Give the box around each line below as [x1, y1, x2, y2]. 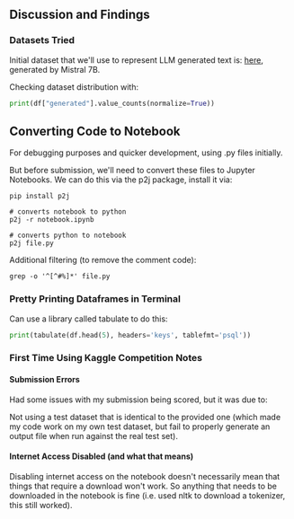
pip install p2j [9, 192, 70, 201]
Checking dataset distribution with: [9, 81, 139, 92]
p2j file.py [9, 239, 54, 248]
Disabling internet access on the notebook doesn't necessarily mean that [9, 471, 281, 481]
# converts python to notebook [9, 231, 127, 241]
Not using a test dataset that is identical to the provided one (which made [9, 411, 281, 422]
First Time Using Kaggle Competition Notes [9, 352, 202, 365]
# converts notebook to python [9, 207, 127, 216]
